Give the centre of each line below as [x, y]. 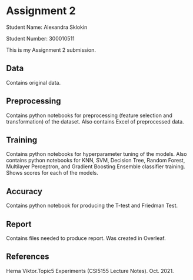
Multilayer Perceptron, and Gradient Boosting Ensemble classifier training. [96, 166]
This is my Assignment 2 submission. [51, 50]
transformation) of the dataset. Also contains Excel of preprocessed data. [95, 121]
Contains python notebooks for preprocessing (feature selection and [89, 115]
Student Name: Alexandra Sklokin [47, 27]
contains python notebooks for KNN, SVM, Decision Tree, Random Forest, [96, 161]
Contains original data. [33, 82]
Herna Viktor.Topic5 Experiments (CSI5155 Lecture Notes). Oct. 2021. [90, 271]
